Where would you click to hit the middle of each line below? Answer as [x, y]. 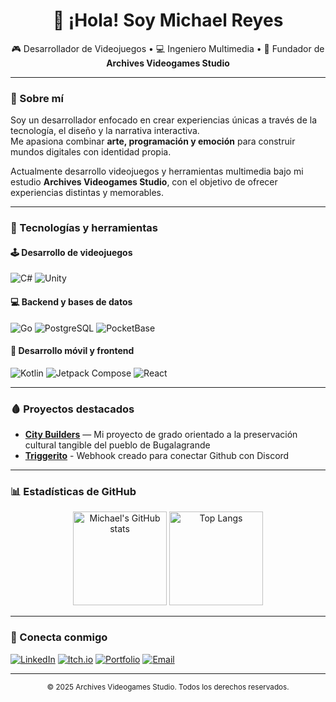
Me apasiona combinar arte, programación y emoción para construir [153, 141]
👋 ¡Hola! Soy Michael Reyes [168, 20]
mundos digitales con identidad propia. [91, 152]
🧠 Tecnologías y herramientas [84, 228]
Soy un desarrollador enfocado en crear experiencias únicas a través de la [164, 120]
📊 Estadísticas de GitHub [73, 491]
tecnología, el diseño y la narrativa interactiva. [105, 131]
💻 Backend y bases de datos [71, 301]
